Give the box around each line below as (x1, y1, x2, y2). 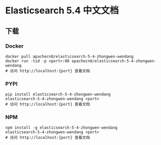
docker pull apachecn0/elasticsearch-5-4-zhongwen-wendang (5, 54, 134, 59)
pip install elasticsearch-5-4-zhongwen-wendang (5, 92, 111, 97)
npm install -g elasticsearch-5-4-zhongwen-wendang (5, 125, 118, 131)
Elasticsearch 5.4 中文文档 (5, 5, 119, 16)
